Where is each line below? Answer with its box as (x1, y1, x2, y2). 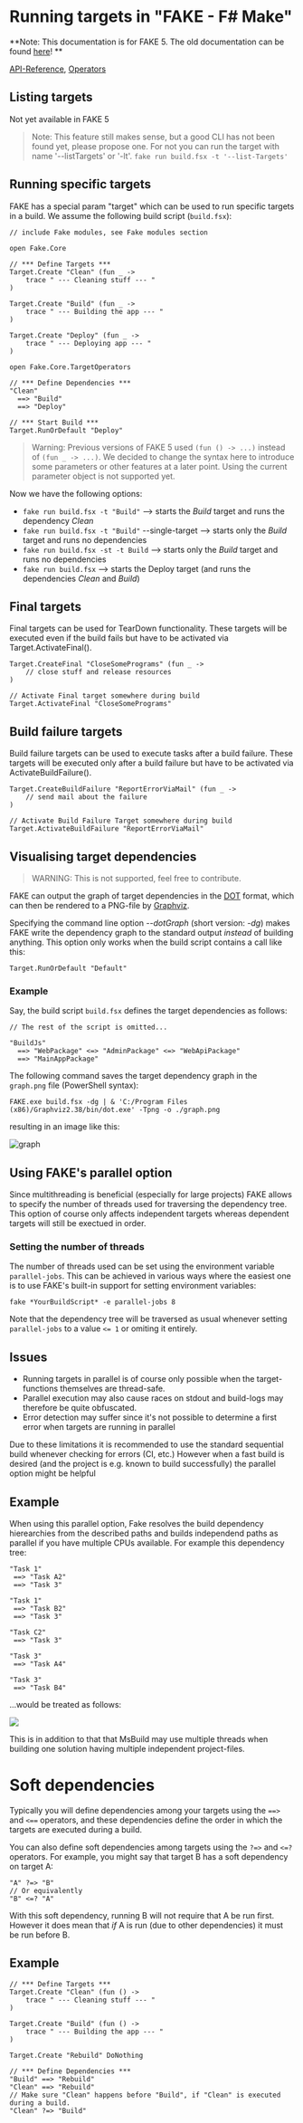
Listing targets (9, 90, 93, 105)
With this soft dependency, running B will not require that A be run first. (9, 1909, 275, 1920)
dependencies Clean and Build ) (22, 573, 140, 584)
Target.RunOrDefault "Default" (9, 964, 128, 973)
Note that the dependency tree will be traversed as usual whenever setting (9, 1314, 288, 1325)
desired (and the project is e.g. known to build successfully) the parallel (9, 1459, 276, 1470)
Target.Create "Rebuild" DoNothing (9, 2051, 144, 2060)
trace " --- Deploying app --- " (25, 338, 152, 347)
